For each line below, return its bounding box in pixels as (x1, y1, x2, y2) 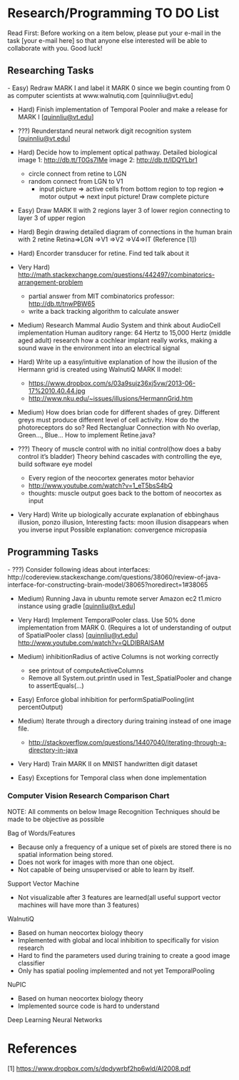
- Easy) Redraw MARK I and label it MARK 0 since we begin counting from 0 (7, 84, 230, 92)
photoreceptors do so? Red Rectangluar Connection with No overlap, (17, 423, 221, 432)
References (7, 1041, 77, 1057)
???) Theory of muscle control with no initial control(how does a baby (17, 445, 221, 453)
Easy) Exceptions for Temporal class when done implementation (17, 773, 207, 782)
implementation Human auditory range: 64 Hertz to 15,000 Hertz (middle (17, 328, 231, 337)
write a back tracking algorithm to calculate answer (28, 307, 180, 315)
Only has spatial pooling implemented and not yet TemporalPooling (17, 966, 215, 975)
